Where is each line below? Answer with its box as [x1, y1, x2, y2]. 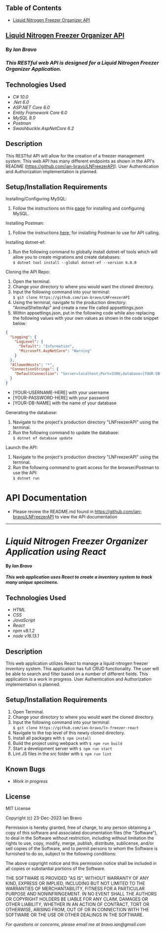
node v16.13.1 [12, 633, 39, 639]
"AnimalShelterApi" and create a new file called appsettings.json [12, 305, 143, 311]
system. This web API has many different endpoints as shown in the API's [5, 158, 155, 164]
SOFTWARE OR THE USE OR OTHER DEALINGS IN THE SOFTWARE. [5, 912, 144, 918]
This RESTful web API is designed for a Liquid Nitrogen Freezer [5, 59, 159, 66]
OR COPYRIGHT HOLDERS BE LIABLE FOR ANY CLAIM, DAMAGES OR [5, 896, 148, 902]
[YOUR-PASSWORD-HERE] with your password [12, 394, 109, 400]
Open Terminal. [12, 708, 44, 715]
